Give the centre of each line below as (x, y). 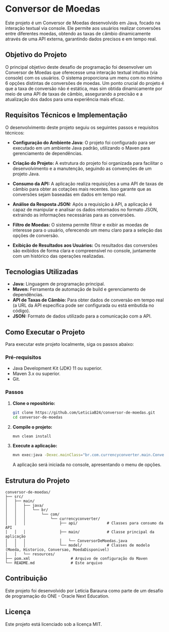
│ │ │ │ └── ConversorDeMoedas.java (66, 541)
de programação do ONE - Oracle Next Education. (57, 596)
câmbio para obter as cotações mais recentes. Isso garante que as (82, 189)
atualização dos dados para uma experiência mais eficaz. (65, 99)
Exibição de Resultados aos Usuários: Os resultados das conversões (85, 245)
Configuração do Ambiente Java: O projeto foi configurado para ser (84, 143)
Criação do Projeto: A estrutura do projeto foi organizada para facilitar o (88, 163)
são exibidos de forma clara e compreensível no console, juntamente (84, 250)
